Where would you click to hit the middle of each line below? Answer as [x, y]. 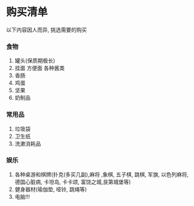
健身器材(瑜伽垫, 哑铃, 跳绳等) [51, 189]
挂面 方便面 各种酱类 [40, 68]
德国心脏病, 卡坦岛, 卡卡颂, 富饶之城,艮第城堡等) [73, 182]
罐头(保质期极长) [35, 61]
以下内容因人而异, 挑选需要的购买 [46, 30]
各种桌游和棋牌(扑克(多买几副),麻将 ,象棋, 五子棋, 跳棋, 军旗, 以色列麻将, [102, 174]
